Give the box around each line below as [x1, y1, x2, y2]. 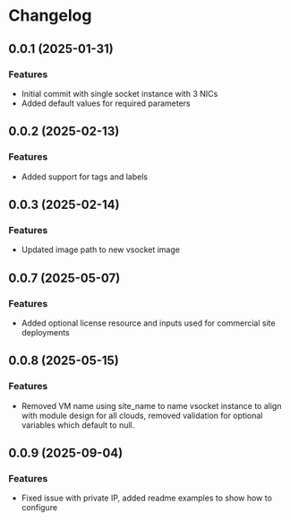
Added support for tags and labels [21, 171, 149, 182]
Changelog [8, 5, 92, 26]
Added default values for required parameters [21, 98, 191, 109]
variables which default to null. [21, 419, 135, 431]
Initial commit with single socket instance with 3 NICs [21, 88, 218, 99]
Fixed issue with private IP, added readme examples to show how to [21, 492, 272, 503]
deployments [21, 326, 71, 337]
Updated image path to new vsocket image [21, 244, 181, 256]
